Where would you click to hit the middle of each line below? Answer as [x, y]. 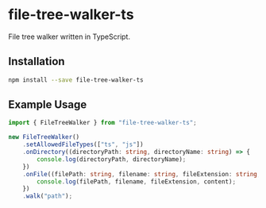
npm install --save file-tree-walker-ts [76, 80]
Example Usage [48, 105]
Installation [37, 62]
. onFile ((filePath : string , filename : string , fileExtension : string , [142, 174]
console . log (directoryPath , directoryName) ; [112, 159]
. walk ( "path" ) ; [48, 196]
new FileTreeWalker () [44, 137]
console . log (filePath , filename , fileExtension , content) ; [137, 181]
